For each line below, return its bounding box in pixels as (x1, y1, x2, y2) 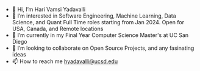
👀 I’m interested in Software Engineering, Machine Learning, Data (12, 12, 177, 19)
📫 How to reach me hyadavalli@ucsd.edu (12, 58, 118, 65)
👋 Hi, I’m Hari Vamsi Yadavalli (12, 6, 86, 13)
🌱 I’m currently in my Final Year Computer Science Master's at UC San (12, 32, 189, 39)
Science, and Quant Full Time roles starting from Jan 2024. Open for (12, 19, 185, 25)
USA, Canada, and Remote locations (12, 25, 104, 32)
